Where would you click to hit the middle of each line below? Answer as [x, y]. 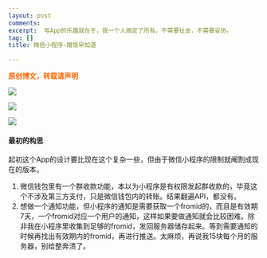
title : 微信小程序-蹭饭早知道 [53, 45]
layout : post [30, 16]
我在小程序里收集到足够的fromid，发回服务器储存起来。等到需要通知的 [142, 226]
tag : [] [21, 38]
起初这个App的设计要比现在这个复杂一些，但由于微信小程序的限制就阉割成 [130, 159]
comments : [25, 23]
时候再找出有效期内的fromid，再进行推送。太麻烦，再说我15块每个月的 [135, 236]
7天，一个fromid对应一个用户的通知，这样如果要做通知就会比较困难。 [134, 217]
